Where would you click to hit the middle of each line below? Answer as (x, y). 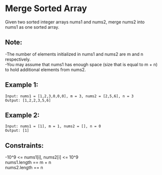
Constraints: (24, 146)
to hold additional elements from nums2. (45, 70)
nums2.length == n (24, 168)
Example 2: (22, 115)
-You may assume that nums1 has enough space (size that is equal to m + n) (81, 64)
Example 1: (22, 85)
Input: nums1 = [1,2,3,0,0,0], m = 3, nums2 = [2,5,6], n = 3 (69, 96)
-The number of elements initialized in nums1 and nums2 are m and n (74, 54)
